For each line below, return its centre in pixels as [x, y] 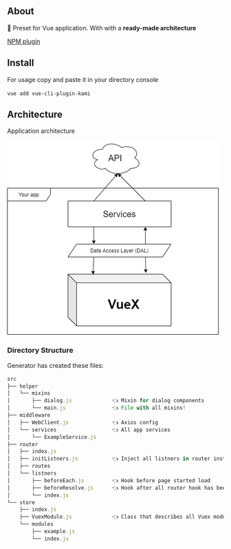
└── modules [36, 524]
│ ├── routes [29, 466]
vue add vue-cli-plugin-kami [49, 93]
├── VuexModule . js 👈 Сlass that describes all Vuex [115, 517]
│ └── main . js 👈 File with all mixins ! [97, 408]
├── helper [23, 386]
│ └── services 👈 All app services [89, 430]
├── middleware [29, 415]
